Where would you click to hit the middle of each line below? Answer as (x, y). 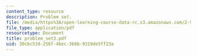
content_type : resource (35, 11)
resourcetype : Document (35, 33)
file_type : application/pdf (40, 28)
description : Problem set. (39, 17)
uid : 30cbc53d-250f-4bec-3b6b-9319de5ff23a (60, 44)
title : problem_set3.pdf (36, 38)
